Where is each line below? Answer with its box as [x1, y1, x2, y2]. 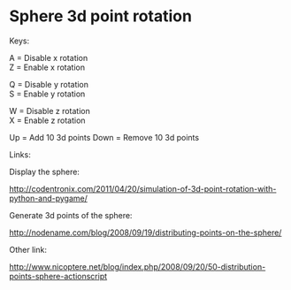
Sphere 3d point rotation [9, 6, 193, 27]
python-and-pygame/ [9, 193, 88, 203]
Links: [9, 149, 31, 160]
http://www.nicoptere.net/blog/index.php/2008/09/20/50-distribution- [9, 261, 266, 271]
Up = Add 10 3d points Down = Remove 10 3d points [9, 132, 200, 142]
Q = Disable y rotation [9, 79, 89, 89]
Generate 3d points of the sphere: [9, 210, 133, 220]
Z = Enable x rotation [9, 62, 86, 72]
